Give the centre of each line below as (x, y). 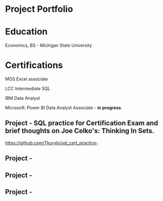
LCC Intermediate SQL (28, 89)
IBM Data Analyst (23, 98)
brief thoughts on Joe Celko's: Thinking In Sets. (80, 131)
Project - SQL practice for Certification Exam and (82, 123)
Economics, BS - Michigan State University (49, 45)
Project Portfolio (39, 9)
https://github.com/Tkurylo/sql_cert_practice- (52, 143)
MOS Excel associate (27, 79)
